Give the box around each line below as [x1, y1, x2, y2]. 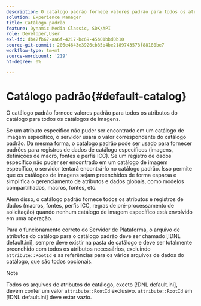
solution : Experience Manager [6, 14, 82, 20]
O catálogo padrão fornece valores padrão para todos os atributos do [6, 109, 178, 116]
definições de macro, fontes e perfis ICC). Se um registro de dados [6, 153, 172, 160]
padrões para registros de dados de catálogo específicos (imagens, [6, 146, 173, 153]
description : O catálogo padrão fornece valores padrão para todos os [6, 8, 186, 15]
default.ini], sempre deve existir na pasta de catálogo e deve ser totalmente [6, 239, 193, 246]
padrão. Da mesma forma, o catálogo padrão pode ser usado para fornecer [6, 140, 193, 147]
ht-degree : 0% [6, 58, 42, 64]
